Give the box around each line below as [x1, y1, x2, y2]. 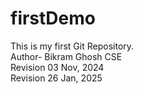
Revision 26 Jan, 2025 [10, 72, 103, 84]
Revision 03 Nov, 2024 [10, 61, 105, 73]
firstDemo [10, 7, 96, 30]
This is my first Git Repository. [10, 40, 135, 52]
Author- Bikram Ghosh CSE [10, 50, 123, 62]
